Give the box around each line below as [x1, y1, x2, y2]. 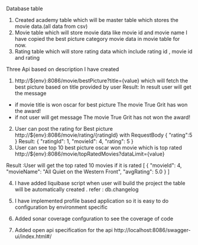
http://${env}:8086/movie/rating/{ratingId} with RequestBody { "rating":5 [14, 131, 193, 138]
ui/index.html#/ [14, 233, 52, 240]
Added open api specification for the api [14, 227, 113, 233]
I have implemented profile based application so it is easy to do [14, 198, 169, 204]
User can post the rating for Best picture [14, 125, 113, 132]
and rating [14, 54, 40, 61]
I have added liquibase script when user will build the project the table [14, 180, 186, 186]
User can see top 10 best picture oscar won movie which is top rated [14, 144, 182, 151]
